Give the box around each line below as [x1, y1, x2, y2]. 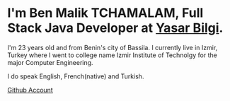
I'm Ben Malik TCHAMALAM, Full [7, 5, 204, 21]
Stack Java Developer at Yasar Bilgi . [7, 20, 224, 36]
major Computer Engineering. [7, 58, 93, 66]
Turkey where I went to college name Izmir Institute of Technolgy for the [7, 51, 217, 59]
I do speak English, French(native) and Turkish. [7, 72, 144, 81]
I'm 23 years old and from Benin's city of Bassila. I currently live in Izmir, [7, 43, 218, 52]
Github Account [7, 85, 53, 94]
